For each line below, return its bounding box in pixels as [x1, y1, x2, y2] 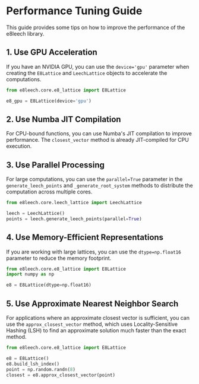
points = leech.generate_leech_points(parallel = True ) [6, 215, 143, 222]
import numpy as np [6, 271, 55, 277]
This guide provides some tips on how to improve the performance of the [6, 24, 185, 31]
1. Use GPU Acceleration [6, 47, 98, 58]
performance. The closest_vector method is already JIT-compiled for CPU [6, 137, 189, 144]
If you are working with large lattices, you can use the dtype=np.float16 [6, 248, 181, 255]
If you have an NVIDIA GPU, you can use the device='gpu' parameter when [6, 63, 189, 70]
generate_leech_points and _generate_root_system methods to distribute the [6, 182, 193, 189]
